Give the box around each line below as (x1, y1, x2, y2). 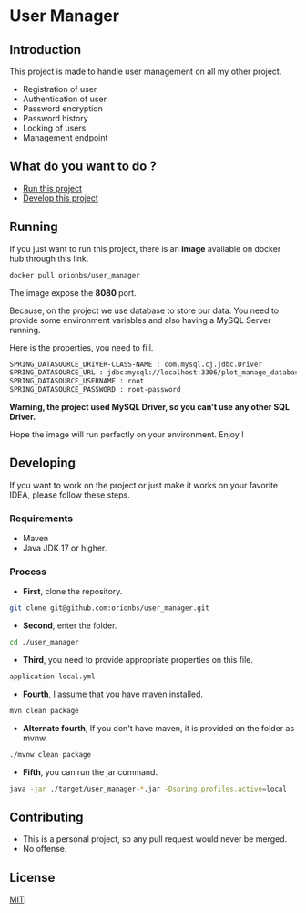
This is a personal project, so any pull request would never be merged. (22, 834, 288, 845)
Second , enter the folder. (22, 620, 117, 631)
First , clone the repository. (22, 586, 123, 597)
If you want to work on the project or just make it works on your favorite (9, 479, 279, 490)
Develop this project (22, 193, 98, 204)
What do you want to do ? (9, 159, 157, 174)
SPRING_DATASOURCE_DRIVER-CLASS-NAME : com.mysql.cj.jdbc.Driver (9, 360, 262, 369)
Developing (9, 456, 76, 471)
